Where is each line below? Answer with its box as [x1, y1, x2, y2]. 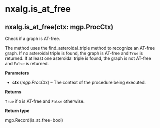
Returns [5, 89, 22, 94]
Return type [5, 108, 30, 113]
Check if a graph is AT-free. [5, 36, 61, 41]
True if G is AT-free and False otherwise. [5, 98, 85, 104]
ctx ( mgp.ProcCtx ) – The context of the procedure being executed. [12, 79, 146, 85]
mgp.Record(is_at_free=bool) [5, 117, 64, 123]
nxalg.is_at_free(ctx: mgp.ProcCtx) [5, 23, 114, 31]
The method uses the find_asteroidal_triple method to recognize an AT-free [5, 45, 155, 51]
